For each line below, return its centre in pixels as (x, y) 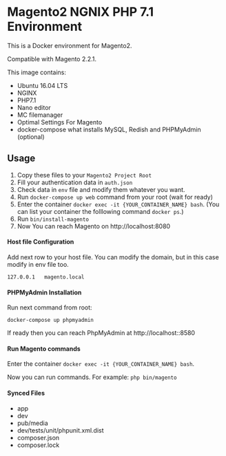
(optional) (31, 137)
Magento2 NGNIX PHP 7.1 (80, 12)
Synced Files (26, 393)
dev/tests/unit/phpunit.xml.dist (61, 430)
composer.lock (38, 445)
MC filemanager (40, 115)
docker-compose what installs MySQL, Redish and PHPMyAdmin (109, 129)
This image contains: (37, 72)
